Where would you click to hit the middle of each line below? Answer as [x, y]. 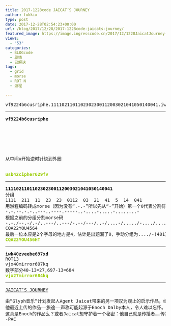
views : [12, 39]
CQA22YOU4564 [22, 228]
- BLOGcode [21, 52]
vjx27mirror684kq [27, 275]
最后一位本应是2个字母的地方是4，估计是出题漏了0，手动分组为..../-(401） [87, 234]
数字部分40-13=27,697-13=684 [40, 270]
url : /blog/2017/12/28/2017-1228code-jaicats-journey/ [65, 29]
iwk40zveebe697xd [27, 254]
